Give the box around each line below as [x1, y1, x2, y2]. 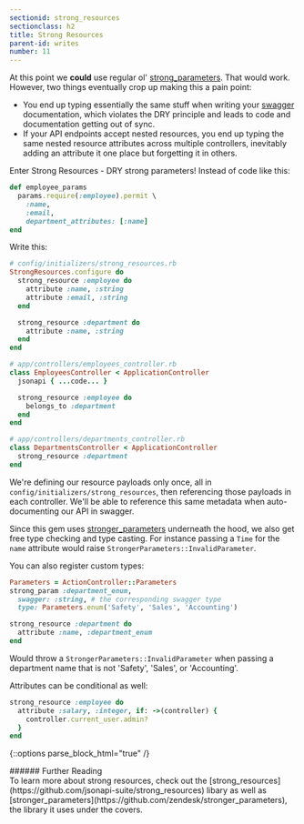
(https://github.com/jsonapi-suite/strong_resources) [9, 785, 205, 796]
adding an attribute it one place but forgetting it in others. [22, 147, 238, 159]
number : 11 [9, 47, 51, 56]
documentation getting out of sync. [22, 119, 156, 130]
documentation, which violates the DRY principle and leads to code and [22, 109, 291, 120]
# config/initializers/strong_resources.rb [9, 259, 177, 268]
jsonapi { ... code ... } [17, 377, 107, 386]
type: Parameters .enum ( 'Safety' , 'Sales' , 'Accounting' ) [17, 603, 238, 612]
